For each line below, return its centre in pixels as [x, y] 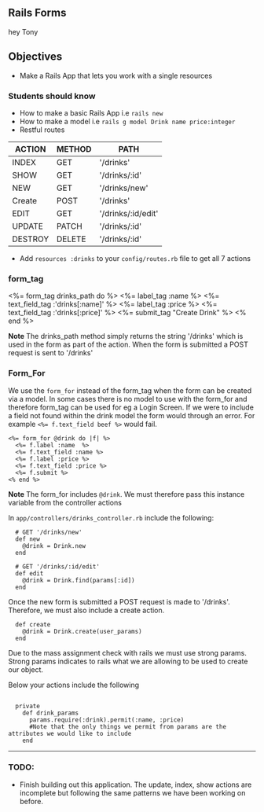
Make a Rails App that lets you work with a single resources [116, 75]
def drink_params [51, 713]
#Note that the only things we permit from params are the [127, 726]
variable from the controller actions [65, 502]
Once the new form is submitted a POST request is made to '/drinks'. [119, 601]
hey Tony [23, 31]
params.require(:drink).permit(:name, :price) [106, 720]
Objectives [35, 57]
